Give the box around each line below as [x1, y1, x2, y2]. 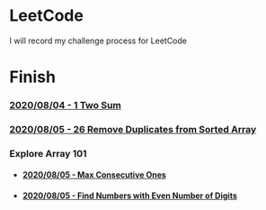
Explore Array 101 [9, 147, 87, 160]
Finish [9, 67, 57, 87]
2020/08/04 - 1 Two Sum [9, 99, 121, 112]
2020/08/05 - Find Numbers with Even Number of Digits [22, 190, 238, 201]
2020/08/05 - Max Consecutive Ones [22, 169, 166, 180]
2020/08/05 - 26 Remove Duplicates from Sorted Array [9, 123, 257, 135]
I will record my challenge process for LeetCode [9, 35, 187, 46]
